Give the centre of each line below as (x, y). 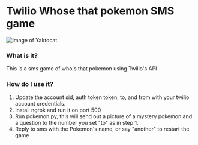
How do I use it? (30, 84)
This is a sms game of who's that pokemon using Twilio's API (82, 69)
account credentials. (40, 103)
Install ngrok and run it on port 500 (58, 110)
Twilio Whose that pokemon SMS (90, 11)
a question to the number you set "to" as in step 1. (76, 122)
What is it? (22, 55)
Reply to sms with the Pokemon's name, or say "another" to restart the (102, 129)
